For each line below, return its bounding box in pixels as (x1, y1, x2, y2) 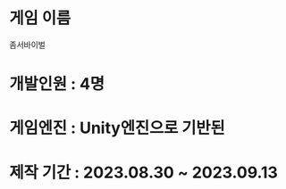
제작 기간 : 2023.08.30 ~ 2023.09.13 (9, 162, 279, 183)
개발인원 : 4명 (9, 74, 105, 94)
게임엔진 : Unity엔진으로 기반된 (9, 118, 225, 138)
